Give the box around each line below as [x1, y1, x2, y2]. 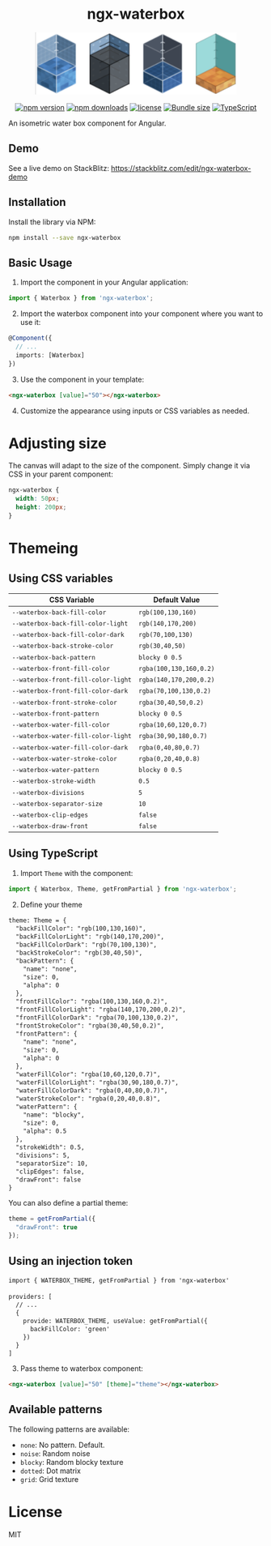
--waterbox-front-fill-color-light [11, 676, 132, 685]
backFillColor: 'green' [29, 1326, 111, 1334]
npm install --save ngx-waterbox [8, 233, 121, 241]
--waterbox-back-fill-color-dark [11, 631, 125, 639]
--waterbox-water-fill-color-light [11, 732, 132, 741]
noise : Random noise [19, 1448, 91, 1458]
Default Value [153, 595, 201, 604]
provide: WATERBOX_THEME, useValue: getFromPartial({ [23, 1318, 208, 1326]
